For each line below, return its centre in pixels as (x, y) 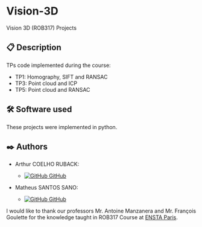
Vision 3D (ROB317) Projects (42, 28)
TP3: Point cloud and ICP (46, 83)
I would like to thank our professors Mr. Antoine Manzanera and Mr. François (101, 211)
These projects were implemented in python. (62, 127)
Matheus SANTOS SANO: (46, 188)
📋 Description (34, 47)
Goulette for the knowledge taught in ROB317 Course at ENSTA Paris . (92, 217)
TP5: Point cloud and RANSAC (52, 89)
